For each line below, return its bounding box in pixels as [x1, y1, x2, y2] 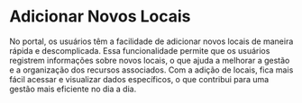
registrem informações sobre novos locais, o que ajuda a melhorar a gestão [9, 55, 290, 65]
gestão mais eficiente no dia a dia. [9, 83, 137, 94]
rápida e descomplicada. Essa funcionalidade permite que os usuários [9, 45, 270, 56]
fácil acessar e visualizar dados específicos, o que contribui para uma [9, 73, 270, 84]
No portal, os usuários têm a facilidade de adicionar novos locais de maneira [9, 36, 294, 47]
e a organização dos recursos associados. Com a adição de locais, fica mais [9, 64, 294, 75]
